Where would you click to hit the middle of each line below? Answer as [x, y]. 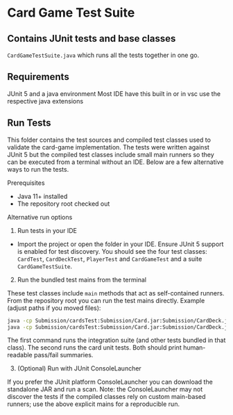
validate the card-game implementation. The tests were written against [109, 147]
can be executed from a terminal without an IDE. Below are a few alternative [115, 162]
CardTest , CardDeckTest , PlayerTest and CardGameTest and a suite [110, 259]
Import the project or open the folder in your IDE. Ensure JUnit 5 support [120, 244]
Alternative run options [40, 217]
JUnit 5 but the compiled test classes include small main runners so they [111, 154]
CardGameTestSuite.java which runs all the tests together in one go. [103, 55]
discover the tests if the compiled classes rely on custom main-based [106, 397]
